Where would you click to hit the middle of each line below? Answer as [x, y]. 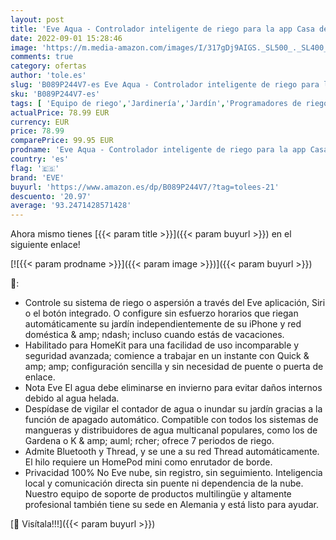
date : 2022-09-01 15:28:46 [66, 38]
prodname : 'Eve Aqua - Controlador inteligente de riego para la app [158, 150]
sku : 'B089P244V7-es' [55, 94]
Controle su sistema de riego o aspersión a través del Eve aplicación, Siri [175, 303]
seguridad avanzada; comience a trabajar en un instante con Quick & [167, 356]
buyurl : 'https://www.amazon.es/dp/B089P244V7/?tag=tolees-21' [145, 187]
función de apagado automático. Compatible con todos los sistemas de [171, 420]
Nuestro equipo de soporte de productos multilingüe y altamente [158, 494]
